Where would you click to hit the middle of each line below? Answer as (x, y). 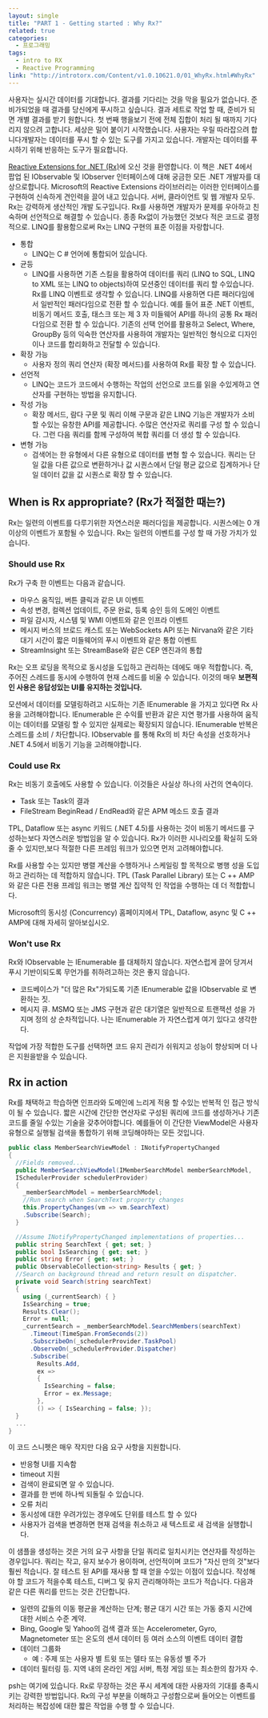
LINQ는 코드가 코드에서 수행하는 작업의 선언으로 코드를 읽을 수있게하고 (142, 384)
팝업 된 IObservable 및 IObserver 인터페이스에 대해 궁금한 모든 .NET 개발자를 (130, 177)
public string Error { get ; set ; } (75, 1259)
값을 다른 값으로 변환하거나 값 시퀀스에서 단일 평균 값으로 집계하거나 (146, 464)
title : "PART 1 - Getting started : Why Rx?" (85, 23)
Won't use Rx (35, 944)
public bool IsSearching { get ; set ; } (82, 1252)
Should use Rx (37, 564)
